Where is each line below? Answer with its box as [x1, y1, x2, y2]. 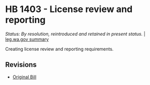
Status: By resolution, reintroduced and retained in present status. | [5, 31, 145, 37]
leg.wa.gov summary [5, 36, 49, 42]
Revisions [5, 60, 37, 69]
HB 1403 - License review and [5, 4, 133, 15]
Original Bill [12, 74, 37, 80]
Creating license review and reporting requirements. [5, 46, 114, 52]
